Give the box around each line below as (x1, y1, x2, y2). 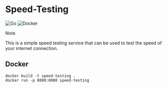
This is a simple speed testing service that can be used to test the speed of (5, 39, 162, 46)
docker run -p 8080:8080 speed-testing (5, 77, 90, 83)
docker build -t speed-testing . (5, 73, 76, 78)
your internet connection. (5, 45, 58, 51)
